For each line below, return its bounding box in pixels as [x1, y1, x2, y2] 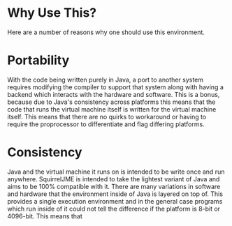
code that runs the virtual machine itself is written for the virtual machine [7, 105, 217, 113]
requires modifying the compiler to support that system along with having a [7, 82, 224, 91]
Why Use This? [7, 5, 97, 21]
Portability [7, 52, 70, 68]
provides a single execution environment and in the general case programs [7, 197, 223, 205]
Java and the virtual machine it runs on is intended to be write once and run [7, 167, 225, 176]
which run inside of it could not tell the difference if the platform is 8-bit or [7, 204, 221, 213]
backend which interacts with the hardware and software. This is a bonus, [7, 90, 220, 98]
